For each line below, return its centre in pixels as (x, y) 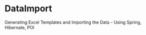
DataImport (28, 9)
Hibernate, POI (20, 27)
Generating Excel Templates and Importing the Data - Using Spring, (73, 22)
